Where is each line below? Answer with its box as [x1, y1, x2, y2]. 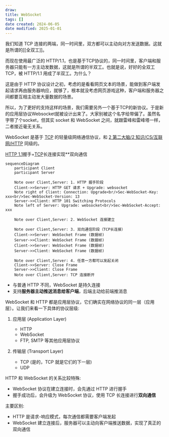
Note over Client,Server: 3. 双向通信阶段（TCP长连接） [14, 227, 126, 232]
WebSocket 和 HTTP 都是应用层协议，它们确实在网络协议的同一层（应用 [5, 299, 155, 305]
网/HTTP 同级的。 [5, 140, 42, 147]
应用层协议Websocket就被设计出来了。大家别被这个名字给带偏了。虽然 [9, 111, 156, 117]
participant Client [14, 166, 55, 171]
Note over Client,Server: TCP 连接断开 [14, 272, 95, 278]
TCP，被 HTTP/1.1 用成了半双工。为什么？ [5, 70, 92, 76]
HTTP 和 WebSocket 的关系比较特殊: [5, 375, 81, 381]
